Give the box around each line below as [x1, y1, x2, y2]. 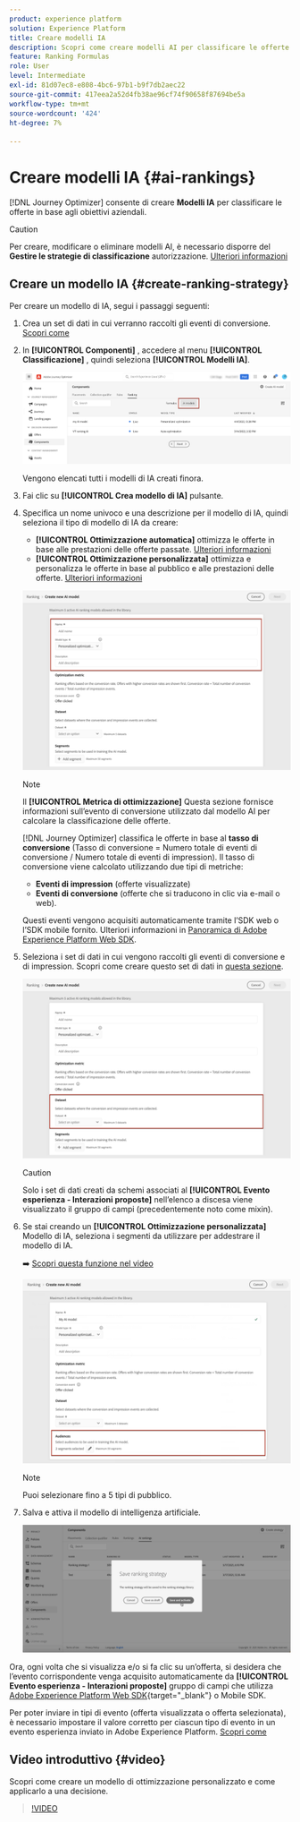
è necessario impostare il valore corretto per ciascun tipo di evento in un [9, 1716, 276, 1727]
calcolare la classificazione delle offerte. [21, 815, 171, 825]
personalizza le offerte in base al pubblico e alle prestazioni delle [35, 563, 275, 574]
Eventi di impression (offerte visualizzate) [35, 878, 191, 889]
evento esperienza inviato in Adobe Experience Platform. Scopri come [9, 1726, 267, 1737]
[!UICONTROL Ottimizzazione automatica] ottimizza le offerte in [35, 535, 275, 545]
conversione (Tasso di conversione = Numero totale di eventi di [21, 842, 257, 852]
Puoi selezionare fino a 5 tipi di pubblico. [21, 1489, 172, 1500]
